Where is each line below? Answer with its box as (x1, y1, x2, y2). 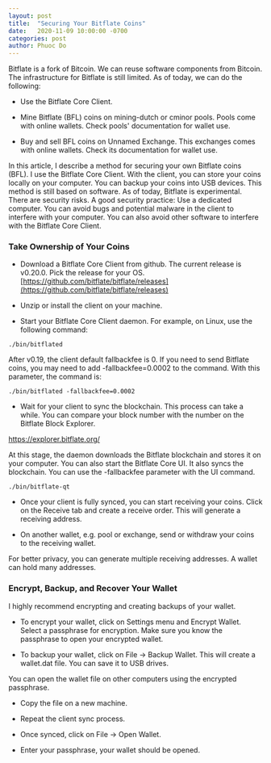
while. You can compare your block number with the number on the (19, 410, 244, 420)
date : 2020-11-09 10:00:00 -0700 (8, 27, 128, 35)
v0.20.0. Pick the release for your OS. (19, 268, 145, 278)
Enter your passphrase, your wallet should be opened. (19, 744, 200, 755)
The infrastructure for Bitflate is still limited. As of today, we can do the (8, 73, 243, 82)
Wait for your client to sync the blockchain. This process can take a (19, 401, 244, 412)
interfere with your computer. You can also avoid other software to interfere (8, 212, 260, 222)
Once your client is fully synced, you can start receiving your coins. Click (19, 497, 263, 507)
